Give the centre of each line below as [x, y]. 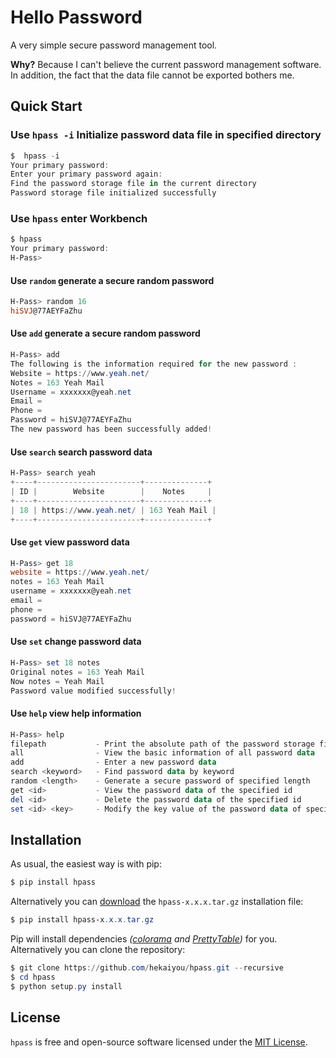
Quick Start [46, 106]
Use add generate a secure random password [105, 333]
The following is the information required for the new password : [154, 364]
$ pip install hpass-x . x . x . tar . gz [82, 920]
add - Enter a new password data [113, 762]
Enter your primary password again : [86, 174]
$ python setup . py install [66, 986]
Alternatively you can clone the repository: [98, 950]
